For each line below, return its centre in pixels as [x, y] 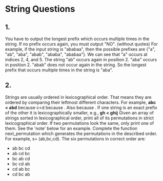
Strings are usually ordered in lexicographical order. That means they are [78, 97]
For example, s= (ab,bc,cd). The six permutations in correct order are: [75, 138]
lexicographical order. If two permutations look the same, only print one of [80, 123]
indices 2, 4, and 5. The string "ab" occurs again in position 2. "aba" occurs [81, 59]
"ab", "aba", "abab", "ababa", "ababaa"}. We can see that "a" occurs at [76, 54]
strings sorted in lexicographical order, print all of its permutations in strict [80, 118]
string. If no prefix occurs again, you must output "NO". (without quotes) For [81, 44]
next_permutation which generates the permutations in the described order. [81, 134]
